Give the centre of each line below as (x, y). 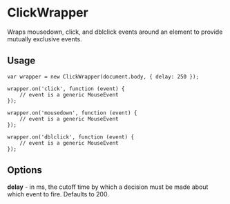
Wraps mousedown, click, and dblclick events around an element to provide (115, 32)
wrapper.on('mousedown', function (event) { (72, 113)
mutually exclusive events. (45, 39)
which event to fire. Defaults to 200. (58, 194)
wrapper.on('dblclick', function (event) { (71, 137)
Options (25, 170)
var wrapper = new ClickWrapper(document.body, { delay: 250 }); (103, 76)
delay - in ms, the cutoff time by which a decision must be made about (108, 187)
